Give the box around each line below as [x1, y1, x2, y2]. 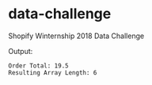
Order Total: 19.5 [8, 61, 69, 70]
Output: [8, 46, 33, 56]
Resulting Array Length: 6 [8, 68, 97, 76]
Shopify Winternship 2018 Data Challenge [8, 31, 145, 41]
